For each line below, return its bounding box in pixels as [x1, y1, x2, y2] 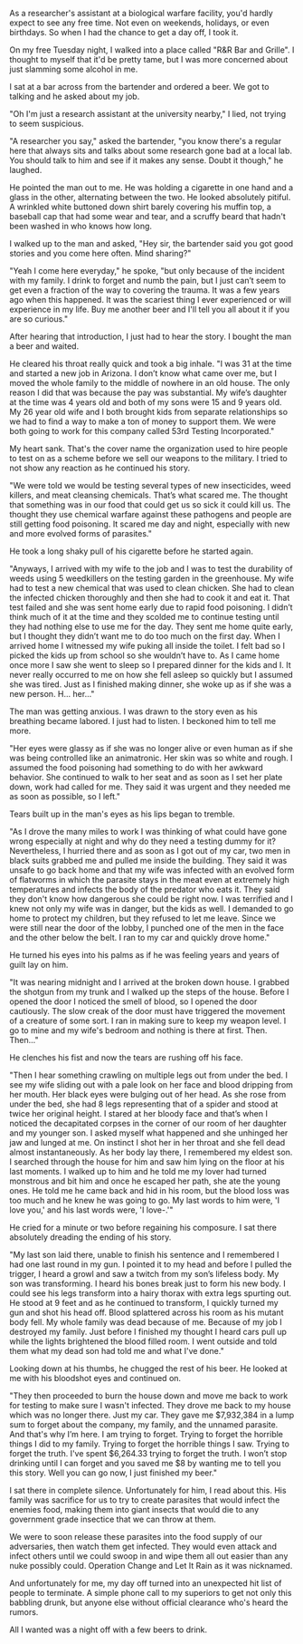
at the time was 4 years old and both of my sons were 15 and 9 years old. [9, 397, 282, 407]
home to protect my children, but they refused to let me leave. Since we [9, 913, 276, 924]
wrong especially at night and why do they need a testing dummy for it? [9, 836, 276, 846]
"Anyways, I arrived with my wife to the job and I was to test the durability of [9, 564, 293, 574]
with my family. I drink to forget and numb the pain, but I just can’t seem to [9, 276, 287, 285]
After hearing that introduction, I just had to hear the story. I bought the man [9, 331, 292, 342]
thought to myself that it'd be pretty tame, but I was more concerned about [9, 54, 289, 64]
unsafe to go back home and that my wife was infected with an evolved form [9, 865, 295, 875]
